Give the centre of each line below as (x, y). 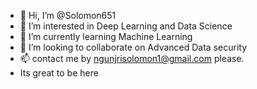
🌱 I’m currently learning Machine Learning (106, 36)
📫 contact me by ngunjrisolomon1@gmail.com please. (132, 58)
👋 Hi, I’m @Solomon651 (68, 15)
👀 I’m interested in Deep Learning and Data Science (126, 26)
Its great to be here (59, 73)
